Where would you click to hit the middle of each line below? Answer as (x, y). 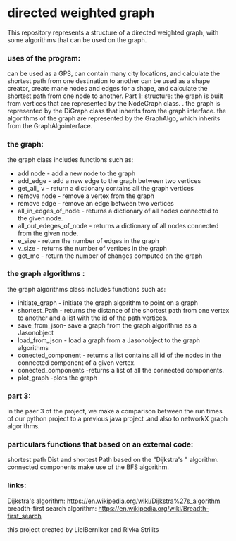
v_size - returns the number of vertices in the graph (92, 248)
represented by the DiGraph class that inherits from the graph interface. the (117, 111)
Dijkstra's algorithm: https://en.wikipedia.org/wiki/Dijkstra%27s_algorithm (114, 501)
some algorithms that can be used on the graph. (77, 39)
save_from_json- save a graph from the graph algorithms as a (107, 325)
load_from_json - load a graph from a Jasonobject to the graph (109, 340)
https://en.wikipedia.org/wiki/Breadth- (154, 508)
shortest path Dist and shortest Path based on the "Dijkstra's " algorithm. (113, 460)
